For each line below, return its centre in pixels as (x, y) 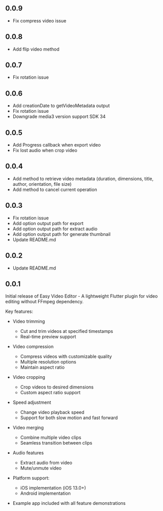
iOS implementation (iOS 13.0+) (53, 488)
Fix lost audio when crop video (45, 151)
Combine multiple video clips (51, 437)
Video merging (28, 428)
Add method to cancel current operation (55, 189)
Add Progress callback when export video (57, 145)
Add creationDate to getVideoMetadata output (61, 106)
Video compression (33, 347)
